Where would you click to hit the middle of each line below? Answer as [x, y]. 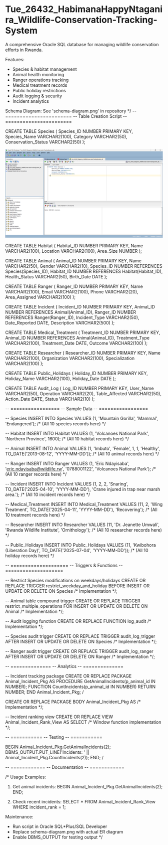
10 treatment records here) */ [35, 515]
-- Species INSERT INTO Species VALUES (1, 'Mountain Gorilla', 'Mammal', [82, 418]
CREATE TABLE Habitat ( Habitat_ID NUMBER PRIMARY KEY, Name [74, 246]
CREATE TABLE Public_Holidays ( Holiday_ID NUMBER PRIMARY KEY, [77, 373]
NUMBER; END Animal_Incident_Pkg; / [44, 692]
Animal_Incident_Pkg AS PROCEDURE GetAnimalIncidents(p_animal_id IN [80, 682]
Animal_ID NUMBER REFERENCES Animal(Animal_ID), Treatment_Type [77, 338]
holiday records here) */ [30, 556]
